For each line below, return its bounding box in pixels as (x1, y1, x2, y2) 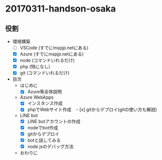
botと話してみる (27, 137, 61, 143)
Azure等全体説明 (27, 89, 62, 95)
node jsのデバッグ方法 (27, 143, 74, 149)
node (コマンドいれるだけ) (20, 57, 75, 63)
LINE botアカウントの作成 (27, 118, 81, 124)
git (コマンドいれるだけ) (20, 70, 70, 76)
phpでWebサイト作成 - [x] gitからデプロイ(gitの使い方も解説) (27, 106, 157, 113)
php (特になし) (20, 64, 51, 70)
